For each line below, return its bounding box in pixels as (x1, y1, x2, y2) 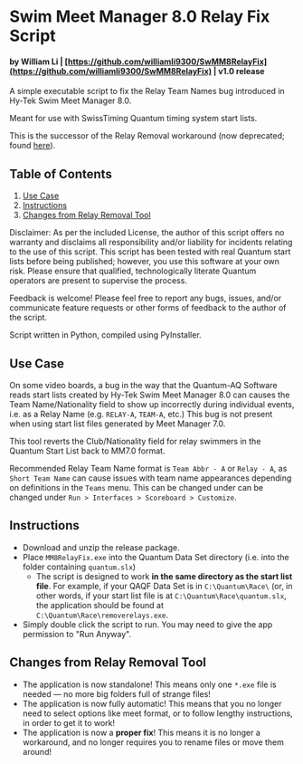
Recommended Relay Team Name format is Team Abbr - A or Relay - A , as (9, 463, 288, 474)
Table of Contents (9, 166, 113, 182)
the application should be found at (35, 599, 165, 610)
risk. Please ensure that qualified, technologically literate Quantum (9, 265, 257, 277)
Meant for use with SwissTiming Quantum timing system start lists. (9, 113, 258, 124)
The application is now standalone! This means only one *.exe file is (22, 679, 278, 690)
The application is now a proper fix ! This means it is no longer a (22, 727, 260, 738)
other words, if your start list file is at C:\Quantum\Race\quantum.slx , (35, 590, 287, 601)
